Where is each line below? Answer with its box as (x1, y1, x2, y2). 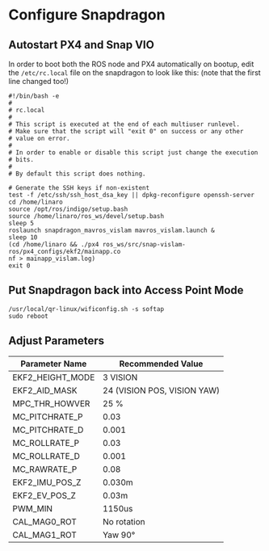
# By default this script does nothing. (8, 170, 147, 178)
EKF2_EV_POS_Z (12, 490, 77, 501)
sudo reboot (8, 312, 48, 320)
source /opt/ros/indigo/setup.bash (8, 205, 128, 213)
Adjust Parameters (8, 334, 105, 348)
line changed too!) (8, 77, 69, 86)
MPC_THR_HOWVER (12, 397, 90, 409)
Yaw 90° (102, 529, 136, 540)
